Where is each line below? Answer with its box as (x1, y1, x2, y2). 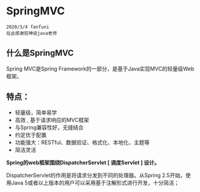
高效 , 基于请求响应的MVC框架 (14, 116, 90, 123)
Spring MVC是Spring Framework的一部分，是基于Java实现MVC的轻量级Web (6, 65, 195, 72)
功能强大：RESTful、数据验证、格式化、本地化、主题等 (14, 139, 150, 146)
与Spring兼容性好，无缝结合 (14, 124, 84, 131)
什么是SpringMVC (6, 48, 74, 58)
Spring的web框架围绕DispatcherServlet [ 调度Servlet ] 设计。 (6, 159, 160, 166)
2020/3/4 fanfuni (6, 24, 50, 30)
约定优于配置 (14, 131, 47, 138)
